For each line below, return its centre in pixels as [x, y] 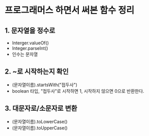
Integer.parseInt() [30, 48]
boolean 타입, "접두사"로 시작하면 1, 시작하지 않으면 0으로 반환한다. [78, 91]
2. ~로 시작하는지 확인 [37, 72]
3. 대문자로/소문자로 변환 [41, 109]
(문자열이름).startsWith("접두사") [45, 85]
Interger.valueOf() [30, 43]
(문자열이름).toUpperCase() [40, 128]
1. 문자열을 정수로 [30, 30]
